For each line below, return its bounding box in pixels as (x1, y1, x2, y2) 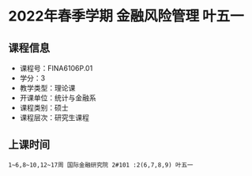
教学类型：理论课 (19, 84, 76, 92)
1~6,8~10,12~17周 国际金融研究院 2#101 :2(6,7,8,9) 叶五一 (8, 161, 194, 169)
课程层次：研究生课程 (19, 113, 89, 122)
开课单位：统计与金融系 (19, 93, 96, 103)
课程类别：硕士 (19, 103, 69, 112)
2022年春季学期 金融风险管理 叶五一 (8, 7, 245, 25)
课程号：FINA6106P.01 (19, 64, 93, 73)
